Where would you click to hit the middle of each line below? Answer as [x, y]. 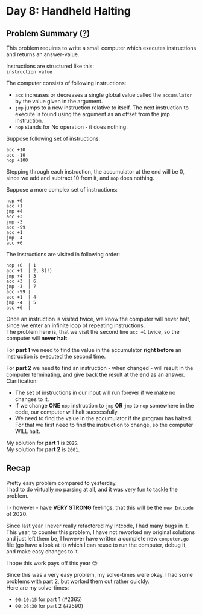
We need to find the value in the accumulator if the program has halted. [103, 418]
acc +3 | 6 [21, 281]
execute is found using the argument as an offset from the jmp [92, 114]
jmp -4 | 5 [21, 302]
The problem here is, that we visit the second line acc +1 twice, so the [93, 332]
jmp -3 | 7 [21, 287]
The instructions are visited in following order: [63, 254]
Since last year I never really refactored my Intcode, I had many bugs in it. [98, 526]
